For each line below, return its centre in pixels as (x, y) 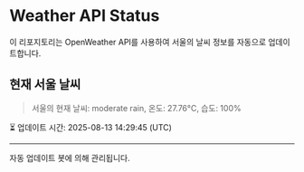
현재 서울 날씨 (45, 85)
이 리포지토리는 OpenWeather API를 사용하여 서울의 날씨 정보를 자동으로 (138, 42)
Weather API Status (85, 16)
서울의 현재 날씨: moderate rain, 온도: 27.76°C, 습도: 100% (136, 108)
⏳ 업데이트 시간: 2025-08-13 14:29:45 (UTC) (90, 127)
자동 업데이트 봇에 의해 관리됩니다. (70, 158)
